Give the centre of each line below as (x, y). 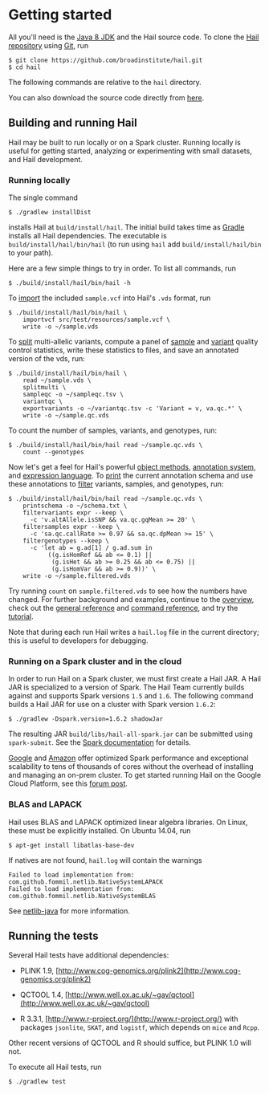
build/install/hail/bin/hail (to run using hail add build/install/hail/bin (135, 244)
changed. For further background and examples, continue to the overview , (131, 600)
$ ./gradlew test (37, 1082)
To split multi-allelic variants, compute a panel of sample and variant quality (133, 342)
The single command (43, 197)
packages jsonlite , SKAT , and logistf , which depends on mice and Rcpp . (140, 1027)
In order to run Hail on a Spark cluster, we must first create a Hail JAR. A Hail (134, 679)
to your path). (31, 253)
